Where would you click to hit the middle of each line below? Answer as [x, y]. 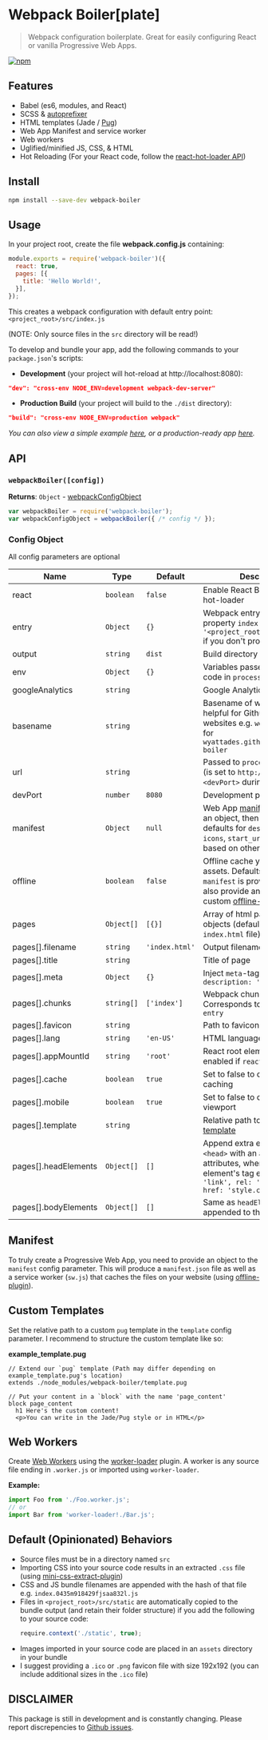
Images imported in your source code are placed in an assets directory [136, 1648]
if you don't [224, 640]
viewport [220, 1107]
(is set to [219, 772]
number [117, 795]
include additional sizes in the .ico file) [84, 1674]
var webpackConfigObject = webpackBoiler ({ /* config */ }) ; [112, 519]
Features [31, 86]
